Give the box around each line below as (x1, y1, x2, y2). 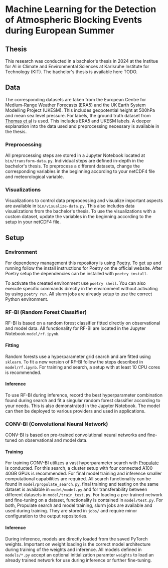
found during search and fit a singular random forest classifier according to (5, 397, 160, 403)
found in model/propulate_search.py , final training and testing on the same (5, 481, 159, 487)
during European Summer (5, 25, 115, 36)
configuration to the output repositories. (5, 513, 88, 519)
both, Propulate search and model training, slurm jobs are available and (5, 502, 152, 508)
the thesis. (5, 128, 27, 134)
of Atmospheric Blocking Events (5, 14, 142, 26)
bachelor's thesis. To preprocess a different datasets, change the (5, 163, 140, 169)
